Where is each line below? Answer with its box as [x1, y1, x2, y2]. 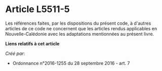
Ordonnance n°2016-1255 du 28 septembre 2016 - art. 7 [12, 60, 130, 66]
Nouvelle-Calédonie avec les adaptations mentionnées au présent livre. [5, 31, 154, 37]
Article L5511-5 [5, 4, 70, 15]
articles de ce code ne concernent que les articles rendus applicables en [5, 25, 157, 31]
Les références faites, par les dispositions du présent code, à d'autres [5, 20, 151, 26]
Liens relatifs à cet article [5, 40, 60, 46]
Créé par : [5, 50, 25, 56]
